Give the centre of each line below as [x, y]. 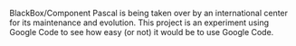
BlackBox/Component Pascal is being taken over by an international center [148, 13]
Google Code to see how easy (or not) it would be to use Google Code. [142, 32]
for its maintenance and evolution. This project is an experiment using [139, 23]
